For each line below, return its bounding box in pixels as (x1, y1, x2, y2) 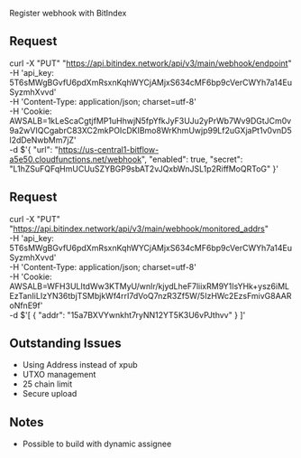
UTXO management (22, 369, 96, 380)
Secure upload (22, 388, 78, 399)
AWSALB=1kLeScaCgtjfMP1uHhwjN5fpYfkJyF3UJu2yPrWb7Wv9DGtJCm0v (9, 115, 292, 126)
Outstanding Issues (9, 336, 122, 351)
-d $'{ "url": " (9, 144, 59, 154)
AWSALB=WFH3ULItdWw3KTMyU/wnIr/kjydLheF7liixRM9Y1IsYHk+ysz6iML (9, 280, 290, 292)
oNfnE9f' (9, 300, 43, 311)
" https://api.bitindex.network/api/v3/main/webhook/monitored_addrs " (9, 223, 269, 234)
